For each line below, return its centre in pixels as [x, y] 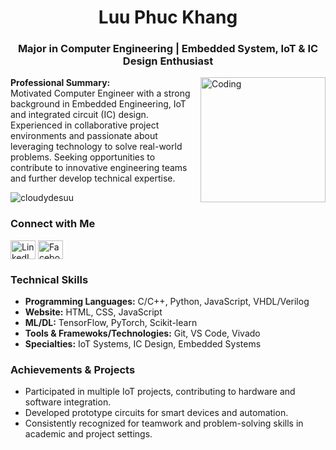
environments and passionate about [84, 136]
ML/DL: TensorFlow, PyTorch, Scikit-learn [111, 323]
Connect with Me [53, 224]
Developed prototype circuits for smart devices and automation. [156, 413]
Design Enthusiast [168, 61]
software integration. [68, 402]
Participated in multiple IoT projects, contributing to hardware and [160, 392]
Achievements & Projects [73, 369]
